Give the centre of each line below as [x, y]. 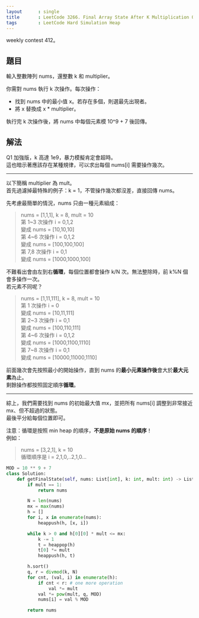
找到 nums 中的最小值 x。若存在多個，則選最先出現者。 [82, 102]
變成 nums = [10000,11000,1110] [59, 357]
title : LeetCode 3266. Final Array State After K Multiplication [98, 17]
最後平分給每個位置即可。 [37, 418]
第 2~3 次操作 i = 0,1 [45, 320]
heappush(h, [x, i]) [63, 523]
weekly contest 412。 [32, 40]
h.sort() [38, 567]
